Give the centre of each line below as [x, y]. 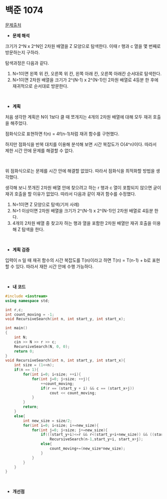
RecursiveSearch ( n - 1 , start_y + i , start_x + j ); [96, 439]
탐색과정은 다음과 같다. [27, 63]
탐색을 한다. [33, 229]
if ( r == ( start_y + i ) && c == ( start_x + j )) [87, 388]
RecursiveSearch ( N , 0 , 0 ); [42, 346]
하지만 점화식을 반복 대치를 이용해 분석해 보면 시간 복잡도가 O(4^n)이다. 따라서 [81, 144]
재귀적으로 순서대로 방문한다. [40, 86]
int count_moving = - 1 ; [30, 315]
